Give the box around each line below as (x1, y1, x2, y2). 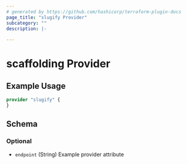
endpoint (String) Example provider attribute (14, 151, 124, 158)
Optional (6, 137, 32, 145)
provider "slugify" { (6, 97, 61, 103)
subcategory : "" (6, 20, 47, 26)
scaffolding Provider (6, 57, 111, 71)
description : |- (6, 25, 47, 32)
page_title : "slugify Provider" (6, 14, 87, 20)
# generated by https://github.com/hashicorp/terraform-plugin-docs (6, 8, 182, 15)
